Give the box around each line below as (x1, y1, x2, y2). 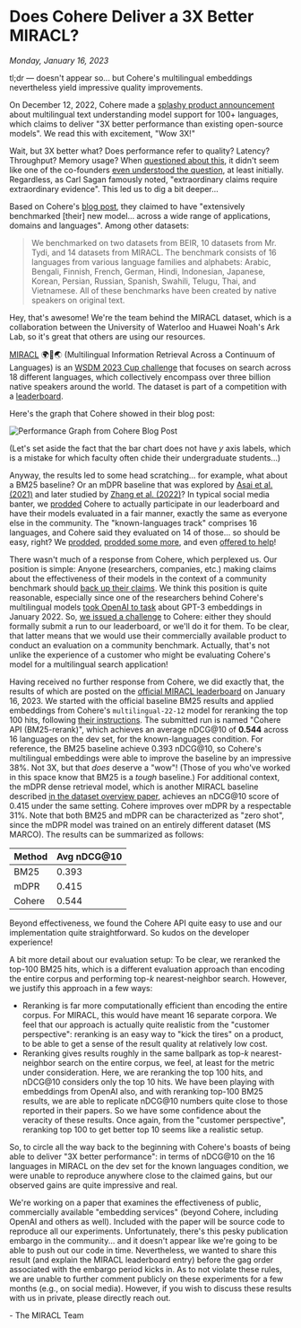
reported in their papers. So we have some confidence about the (21, 1104, 262, 1115)
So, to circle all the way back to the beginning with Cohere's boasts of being (9, 1141, 291, 1152)
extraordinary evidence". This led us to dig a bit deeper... (9, 183, 219, 194)
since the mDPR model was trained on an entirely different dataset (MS (9, 819, 271, 830)
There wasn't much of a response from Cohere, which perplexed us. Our (9, 554, 278, 565)
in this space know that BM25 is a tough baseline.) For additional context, (9, 771, 280, 782)
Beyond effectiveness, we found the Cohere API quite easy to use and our (9, 918, 282, 928)
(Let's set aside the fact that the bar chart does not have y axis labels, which (9, 443, 291, 453)
